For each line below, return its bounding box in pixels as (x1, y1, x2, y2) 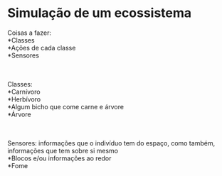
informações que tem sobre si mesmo (7, 146, 119, 155)
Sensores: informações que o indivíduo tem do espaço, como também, (7, 138, 216, 147)
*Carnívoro (7, 87, 41, 96)
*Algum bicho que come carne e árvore (7, 102, 125, 111)
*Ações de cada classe (7, 43, 76, 52)
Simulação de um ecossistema (7, 5, 192, 21)
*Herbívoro (7, 94, 41, 104)
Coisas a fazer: (7, 28, 52, 37)
